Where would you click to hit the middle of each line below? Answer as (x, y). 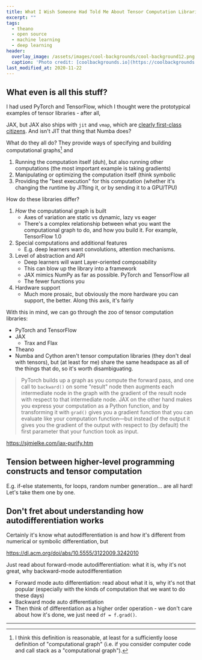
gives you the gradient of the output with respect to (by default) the (104, 425)
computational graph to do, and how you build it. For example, (101, 230)
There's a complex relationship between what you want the (97, 223)
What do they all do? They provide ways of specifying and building (89, 143)
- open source (29, 34)
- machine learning (36, 40)
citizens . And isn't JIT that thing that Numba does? (69, 131)
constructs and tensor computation (74, 471)
